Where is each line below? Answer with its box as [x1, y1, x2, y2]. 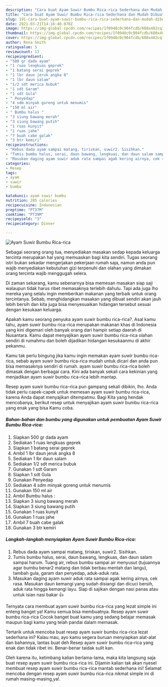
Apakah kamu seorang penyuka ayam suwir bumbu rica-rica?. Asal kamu [5, 316, 156, 322]
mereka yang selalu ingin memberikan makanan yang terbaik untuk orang [5, 291, 157, 296]
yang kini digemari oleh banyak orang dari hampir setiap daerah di [5, 327, 142, 333]
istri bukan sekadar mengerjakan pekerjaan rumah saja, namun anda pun [5, 260, 156, 265]
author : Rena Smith [5, 40, 46, 45]
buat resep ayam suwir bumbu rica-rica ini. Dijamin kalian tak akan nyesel [5, 659, 157, 666]
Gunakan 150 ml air [12, 487, 53, 493]
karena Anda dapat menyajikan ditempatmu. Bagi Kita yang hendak [5, 394, 144, 400]
